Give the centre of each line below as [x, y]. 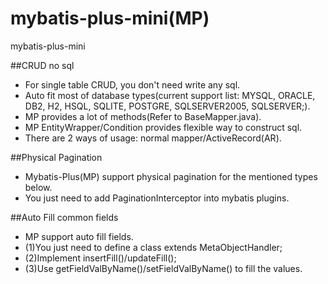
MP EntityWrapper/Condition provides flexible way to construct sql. [163, 127]
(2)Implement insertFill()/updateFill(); [100, 258]
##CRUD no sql [42, 65]
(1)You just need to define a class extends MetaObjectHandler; [153, 247]
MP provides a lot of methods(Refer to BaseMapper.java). [143, 116]
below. [38, 187]
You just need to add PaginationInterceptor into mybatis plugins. [157, 198]
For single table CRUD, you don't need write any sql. [132, 84]
